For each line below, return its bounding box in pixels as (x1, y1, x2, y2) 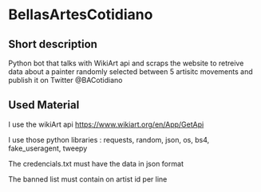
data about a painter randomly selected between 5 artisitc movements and (8, 67, 253, 76)
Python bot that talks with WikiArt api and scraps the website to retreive (8, 58, 244, 68)
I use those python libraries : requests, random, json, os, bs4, (8, 135, 210, 144)
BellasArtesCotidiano (8, 6, 153, 24)
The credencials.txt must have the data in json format (8, 159, 184, 168)
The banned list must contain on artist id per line (8, 174, 168, 184)
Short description (8, 37, 98, 51)
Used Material (8, 98, 80, 112)
